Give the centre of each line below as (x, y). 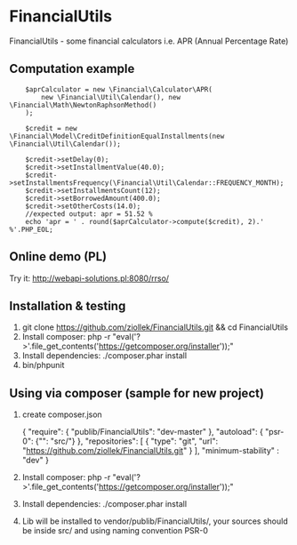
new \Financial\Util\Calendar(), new (111, 97)
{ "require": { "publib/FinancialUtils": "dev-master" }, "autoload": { (143, 432)
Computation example (72, 69)
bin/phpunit (43, 365)
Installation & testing (68, 305)
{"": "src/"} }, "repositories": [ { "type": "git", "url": (127, 441)
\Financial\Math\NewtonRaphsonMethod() (83, 105)
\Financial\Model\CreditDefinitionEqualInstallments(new (117, 136)
